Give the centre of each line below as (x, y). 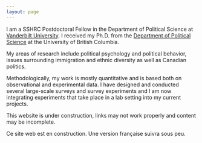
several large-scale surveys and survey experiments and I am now (89, 91)
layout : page (23, 12)
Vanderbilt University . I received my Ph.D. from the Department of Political (99, 35)
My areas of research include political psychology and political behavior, (96, 53)
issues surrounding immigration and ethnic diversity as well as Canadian (96, 60)
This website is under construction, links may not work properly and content (101, 115)
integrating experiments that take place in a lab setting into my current (94, 97)
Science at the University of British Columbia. (63, 42)
